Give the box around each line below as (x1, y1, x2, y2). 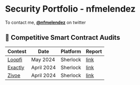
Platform (60, 48, 81, 54)
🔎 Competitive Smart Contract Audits (5, 34, 120, 42)
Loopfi (7, 56, 22, 63)
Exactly (7, 64, 24, 71)
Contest (7, 48, 27, 54)
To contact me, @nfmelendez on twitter (5, 19, 86, 25)
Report (85, 48, 102, 54)
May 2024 (31, 56, 55, 63)
